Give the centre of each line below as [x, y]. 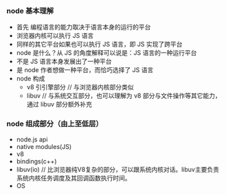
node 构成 [31, 79]
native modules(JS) [44, 146]
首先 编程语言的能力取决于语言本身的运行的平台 [83, 27]
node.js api [32, 139]
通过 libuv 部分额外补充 [59, 104]
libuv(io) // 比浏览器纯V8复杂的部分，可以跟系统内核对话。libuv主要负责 [117, 169]
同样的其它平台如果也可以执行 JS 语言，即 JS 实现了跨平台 [99, 44]
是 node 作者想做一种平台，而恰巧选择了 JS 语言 [85, 70]
